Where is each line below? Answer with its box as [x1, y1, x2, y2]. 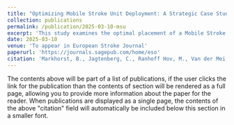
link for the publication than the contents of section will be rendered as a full [7, 81, 226, 90]
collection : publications [7, 17, 82, 24]
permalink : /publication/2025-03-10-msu [7, 23, 127, 30]
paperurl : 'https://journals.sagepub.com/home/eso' [7, 49, 160, 56]
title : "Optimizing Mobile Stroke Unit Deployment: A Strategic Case [7, 10, 214, 17]
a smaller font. [7, 111, 49, 119]
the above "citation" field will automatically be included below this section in [7, 103, 226, 112]
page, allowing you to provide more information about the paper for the [7, 89, 211, 97]
